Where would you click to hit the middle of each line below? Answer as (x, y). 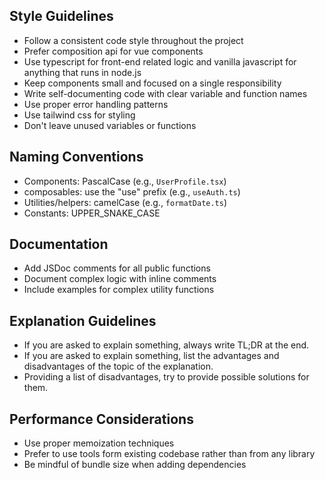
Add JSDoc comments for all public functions (117, 268)
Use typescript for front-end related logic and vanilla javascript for (160, 61)
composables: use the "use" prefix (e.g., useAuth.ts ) (132, 191)
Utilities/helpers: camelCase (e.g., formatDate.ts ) (125, 202)
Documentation (59, 244)
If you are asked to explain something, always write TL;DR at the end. (166, 345)
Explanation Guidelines (83, 320)
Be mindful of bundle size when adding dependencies (135, 465)
